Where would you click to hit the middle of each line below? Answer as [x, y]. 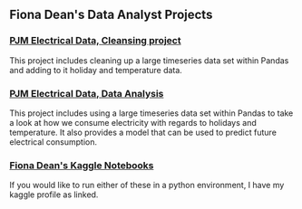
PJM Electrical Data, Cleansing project [95, 41]
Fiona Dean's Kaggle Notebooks [82, 165]
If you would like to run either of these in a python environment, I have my [147, 185]
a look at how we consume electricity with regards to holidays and [133, 122]
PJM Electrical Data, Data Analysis [87, 93]
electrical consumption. [54, 142]
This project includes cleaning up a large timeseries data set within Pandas [149, 60]
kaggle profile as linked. [54, 195]
